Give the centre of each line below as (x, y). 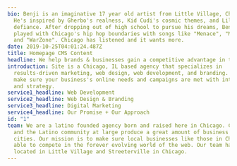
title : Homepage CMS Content (50, 54)
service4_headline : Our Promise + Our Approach (79, 112)
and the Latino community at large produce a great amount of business (121, 132)
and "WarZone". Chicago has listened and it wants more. (99, 40)
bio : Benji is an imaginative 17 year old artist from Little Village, (115, 14)
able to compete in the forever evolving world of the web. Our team (118, 146)
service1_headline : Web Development (61, 93)
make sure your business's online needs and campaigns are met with (116, 79)
